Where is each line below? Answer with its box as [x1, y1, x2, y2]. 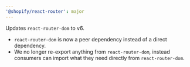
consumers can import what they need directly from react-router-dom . [13, 54, 185, 61]
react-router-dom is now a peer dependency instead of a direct [13, 36, 168, 43]
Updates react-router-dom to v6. [5, 24, 84, 31]
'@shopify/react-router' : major [5, 8, 84, 15]
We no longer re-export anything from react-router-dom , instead [13, 48, 171, 55]
